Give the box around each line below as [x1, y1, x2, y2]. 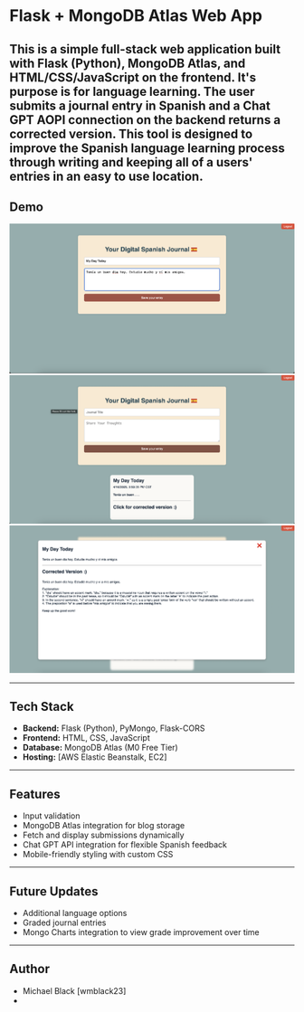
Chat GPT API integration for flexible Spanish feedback [22, 839, 228, 850]
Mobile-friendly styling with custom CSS [22, 849, 174, 860]
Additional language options [22, 908, 128, 919]
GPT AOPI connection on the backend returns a [9, 112, 281, 128]
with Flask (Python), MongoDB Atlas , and [9, 55, 246, 71]
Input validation [22, 810, 81, 821]
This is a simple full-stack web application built [9, 42, 281, 57]
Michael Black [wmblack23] [22, 985, 127, 996]
